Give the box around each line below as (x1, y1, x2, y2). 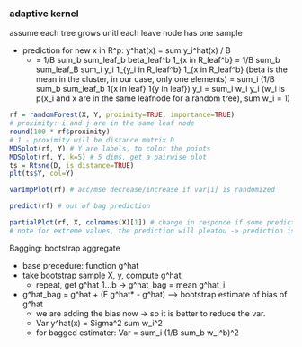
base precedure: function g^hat (22, 260, 139, 270)
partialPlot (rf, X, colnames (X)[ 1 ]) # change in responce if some (9, 218, 263, 227)
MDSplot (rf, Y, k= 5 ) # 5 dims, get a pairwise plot (9, 152, 207, 161)
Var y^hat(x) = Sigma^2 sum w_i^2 (35, 317, 164, 328)
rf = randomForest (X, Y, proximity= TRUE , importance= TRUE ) (9, 111, 235, 120)
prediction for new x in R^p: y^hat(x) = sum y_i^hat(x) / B (22, 45, 231, 56)
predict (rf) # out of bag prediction (9, 202, 151, 211)
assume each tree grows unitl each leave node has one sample (9, 28, 243, 39)
